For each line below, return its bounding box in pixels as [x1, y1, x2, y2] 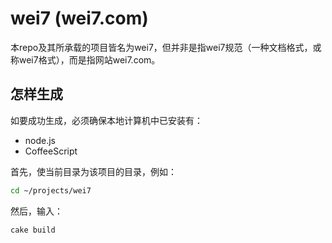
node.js [24, 134, 57, 146]
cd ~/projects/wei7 [10, 185, 92, 196]
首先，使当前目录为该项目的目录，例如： [10, 165, 177, 177]
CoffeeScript [24, 145, 78, 157]
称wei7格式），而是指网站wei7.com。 [10, 53, 161, 66]
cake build [10, 225, 56, 235]
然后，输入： [10, 205, 63, 217]
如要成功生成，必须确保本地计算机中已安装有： [10, 114, 203, 126]
